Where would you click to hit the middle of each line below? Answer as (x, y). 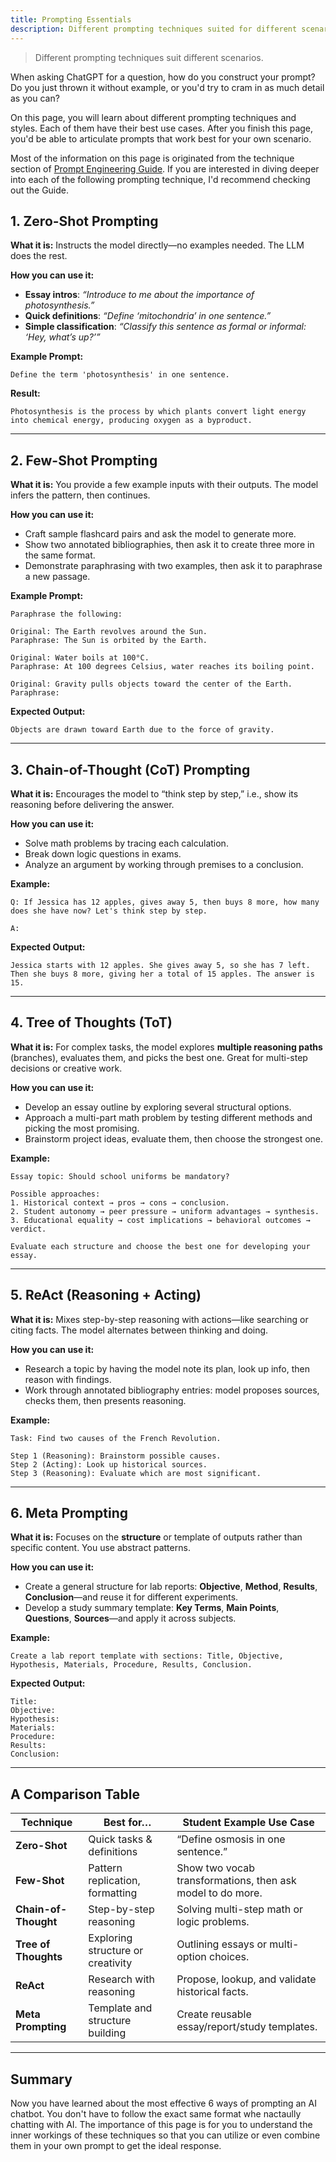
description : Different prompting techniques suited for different (154, 29)
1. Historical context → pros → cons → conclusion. (120, 1202)
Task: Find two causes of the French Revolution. (116, 1438)
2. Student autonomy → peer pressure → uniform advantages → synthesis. (165, 1211)
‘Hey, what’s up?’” (62, 337)
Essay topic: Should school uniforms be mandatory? (120, 1176)
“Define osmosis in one (231, 1839)
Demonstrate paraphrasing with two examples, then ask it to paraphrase (173, 566)
